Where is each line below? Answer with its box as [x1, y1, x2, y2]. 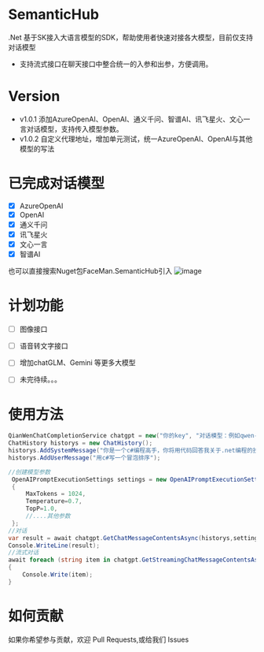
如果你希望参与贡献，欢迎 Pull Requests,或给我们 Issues [8, 635, 189, 644]
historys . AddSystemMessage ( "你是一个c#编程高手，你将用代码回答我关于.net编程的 [8, 447, 253, 455]
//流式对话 [8, 549, 39, 557]
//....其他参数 [25, 512, 71, 520]
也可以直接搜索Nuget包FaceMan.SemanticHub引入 [8, 266, 173, 276]
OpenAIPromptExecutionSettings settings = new [11, 475, 167, 483]
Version [8, 88, 60, 106]
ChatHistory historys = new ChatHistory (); [8, 439, 153, 447]
